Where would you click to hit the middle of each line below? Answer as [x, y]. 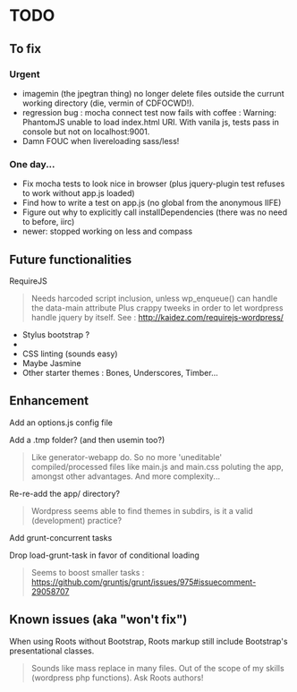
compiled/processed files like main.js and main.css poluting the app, [157, 466]
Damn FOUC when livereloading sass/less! [101, 141]
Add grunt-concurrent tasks [61, 537]
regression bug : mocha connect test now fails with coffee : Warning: [149, 112]
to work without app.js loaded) [79, 193]
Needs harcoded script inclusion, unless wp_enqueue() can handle [154, 298]
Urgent [25, 74]
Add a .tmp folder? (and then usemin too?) [87, 440]
